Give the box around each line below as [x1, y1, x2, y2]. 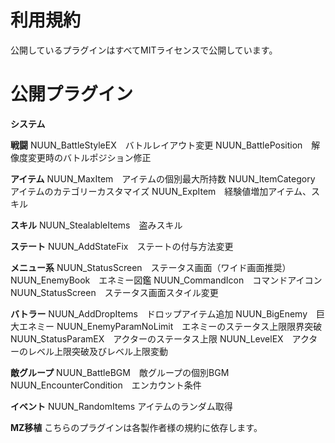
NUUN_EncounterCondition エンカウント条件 [10, 379, 202, 391]
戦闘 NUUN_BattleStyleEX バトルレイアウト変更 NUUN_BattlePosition [10, 139, 303, 151]
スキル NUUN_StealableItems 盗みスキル [10, 219, 183, 231]
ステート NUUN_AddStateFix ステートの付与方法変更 [10, 240, 234, 252]
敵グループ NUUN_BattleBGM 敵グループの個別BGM [10, 366, 230, 378]
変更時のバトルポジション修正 [27, 151, 152, 163]
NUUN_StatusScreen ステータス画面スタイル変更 [10, 286, 219, 298]
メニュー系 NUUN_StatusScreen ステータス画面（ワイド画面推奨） [10, 261, 292, 273]
